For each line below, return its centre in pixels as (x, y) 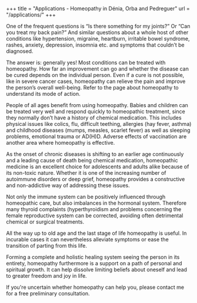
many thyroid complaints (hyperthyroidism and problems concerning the (94, 209)
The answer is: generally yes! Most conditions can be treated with (86, 62)
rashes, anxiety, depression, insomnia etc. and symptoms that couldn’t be (95, 45)
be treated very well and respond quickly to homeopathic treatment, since (96, 111)
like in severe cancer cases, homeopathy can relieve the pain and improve (96, 81)
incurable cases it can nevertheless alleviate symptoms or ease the (87, 239)
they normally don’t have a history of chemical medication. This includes (94, 118)
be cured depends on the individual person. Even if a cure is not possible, (95, 75)
